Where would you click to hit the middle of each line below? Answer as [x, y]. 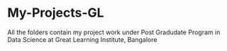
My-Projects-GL [56, 13]
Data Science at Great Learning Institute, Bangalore [82, 39]
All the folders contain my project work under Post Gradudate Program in [114, 32]
